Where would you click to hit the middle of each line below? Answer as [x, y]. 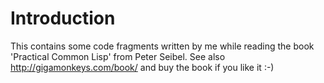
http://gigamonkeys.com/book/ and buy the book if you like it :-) [142, 67]
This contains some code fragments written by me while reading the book [162, 46]
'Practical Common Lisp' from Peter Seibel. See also [118, 56]
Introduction [63, 18]
